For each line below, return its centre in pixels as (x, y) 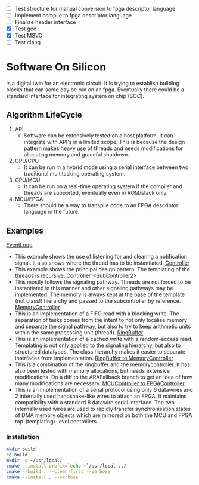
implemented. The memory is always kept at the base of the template (100, 294)
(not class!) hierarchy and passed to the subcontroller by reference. (98, 300)
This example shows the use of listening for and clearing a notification (101, 256)
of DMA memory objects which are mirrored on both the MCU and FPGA (103, 415)
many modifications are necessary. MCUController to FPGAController (99, 383)
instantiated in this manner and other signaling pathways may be (94, 288)
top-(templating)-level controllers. (56, 421)
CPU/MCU (27, 180)
